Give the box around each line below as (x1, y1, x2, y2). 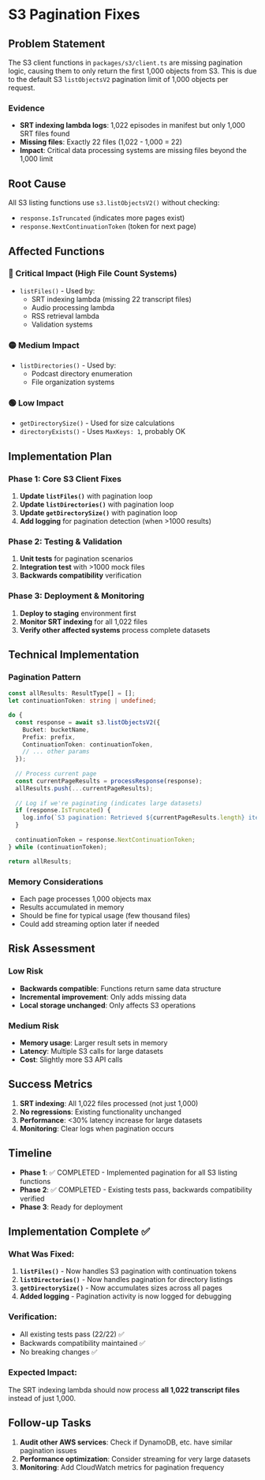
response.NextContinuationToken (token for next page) (19, 222, 197, 231)
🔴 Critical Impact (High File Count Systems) (8, 268, 177, 279)
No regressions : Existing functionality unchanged (19, 1107, 181, 1116)
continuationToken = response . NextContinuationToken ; (15, 835, 196, 843)
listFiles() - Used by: (19, 286, 95, 295)
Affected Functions (8, 245, 105, 258)
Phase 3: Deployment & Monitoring (8, 590, 144, 601)
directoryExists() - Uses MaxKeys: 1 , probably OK (19, 427, 186, 436)
